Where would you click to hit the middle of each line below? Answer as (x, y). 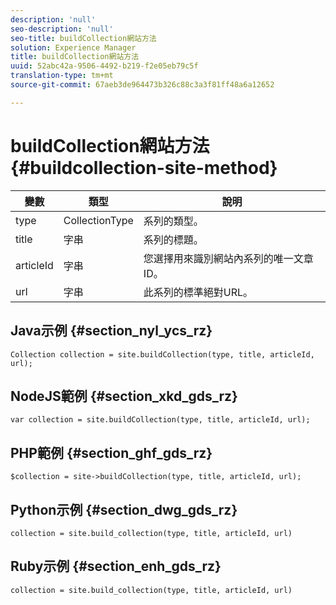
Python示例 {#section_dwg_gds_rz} (124, 509)
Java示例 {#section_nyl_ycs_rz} (111, 331)
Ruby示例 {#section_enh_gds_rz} (116, 566)
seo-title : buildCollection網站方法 (83, 38)
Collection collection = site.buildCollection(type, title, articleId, (162, 354)
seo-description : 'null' (62, 29)
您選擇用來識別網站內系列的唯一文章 (228, 258)
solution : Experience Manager (73, 47)
